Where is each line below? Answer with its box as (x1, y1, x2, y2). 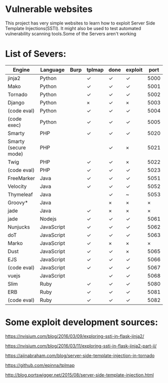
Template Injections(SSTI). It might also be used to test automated (5, 25, 141, 31)
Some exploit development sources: (5, 316, 158, 328)
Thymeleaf (7, 191, 33, 198)
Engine (12, 66, 30, 73)
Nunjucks (7, 223, 30, 230)
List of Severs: (5, 48, 66, 59)
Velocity (7, 182, 27, 189)
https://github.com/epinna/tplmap (5, 362, 75, 368)
